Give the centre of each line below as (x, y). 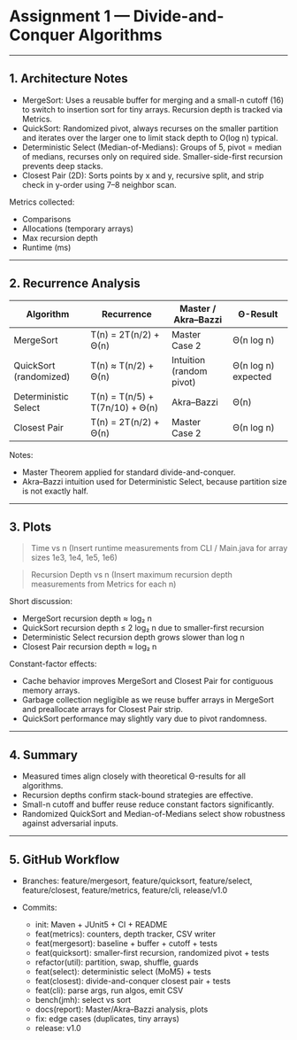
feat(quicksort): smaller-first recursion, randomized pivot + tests (152, 953)
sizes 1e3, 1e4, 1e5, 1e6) (74, 558)
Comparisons (46, 219)
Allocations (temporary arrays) (78, 229)
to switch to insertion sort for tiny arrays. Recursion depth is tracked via (152, 109)
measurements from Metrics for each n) (103, 584)
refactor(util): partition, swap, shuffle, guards (117, 962)
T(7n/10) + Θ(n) (125, 407)
